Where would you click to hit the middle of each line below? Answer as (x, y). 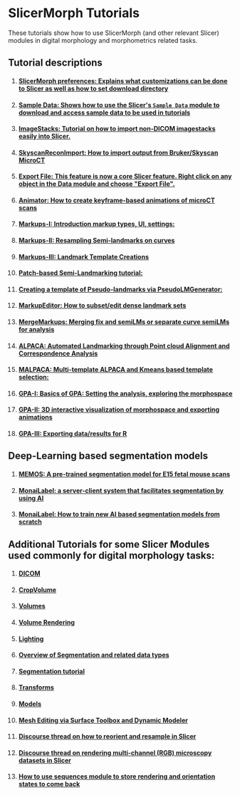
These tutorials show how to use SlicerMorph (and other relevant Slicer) (114, 33)
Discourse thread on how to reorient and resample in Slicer (107, 737)
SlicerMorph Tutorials (74, 13)
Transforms (36, 687)
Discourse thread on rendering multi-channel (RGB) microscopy (115, 752)
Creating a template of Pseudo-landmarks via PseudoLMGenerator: (120, 289)
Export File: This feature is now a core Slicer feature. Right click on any (125, 177)
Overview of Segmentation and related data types (94, 655)
